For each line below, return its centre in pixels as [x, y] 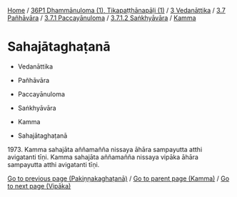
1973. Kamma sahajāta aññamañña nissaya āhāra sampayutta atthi [105, 149]
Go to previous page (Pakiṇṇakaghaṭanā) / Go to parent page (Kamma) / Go [118, 178]
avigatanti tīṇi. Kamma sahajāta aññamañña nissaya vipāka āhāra [103, 157]
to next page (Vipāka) [39, 186]
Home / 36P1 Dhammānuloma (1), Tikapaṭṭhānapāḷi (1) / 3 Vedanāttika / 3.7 [117, 10]
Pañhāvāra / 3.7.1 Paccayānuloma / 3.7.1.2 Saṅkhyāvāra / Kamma [102, 18]
